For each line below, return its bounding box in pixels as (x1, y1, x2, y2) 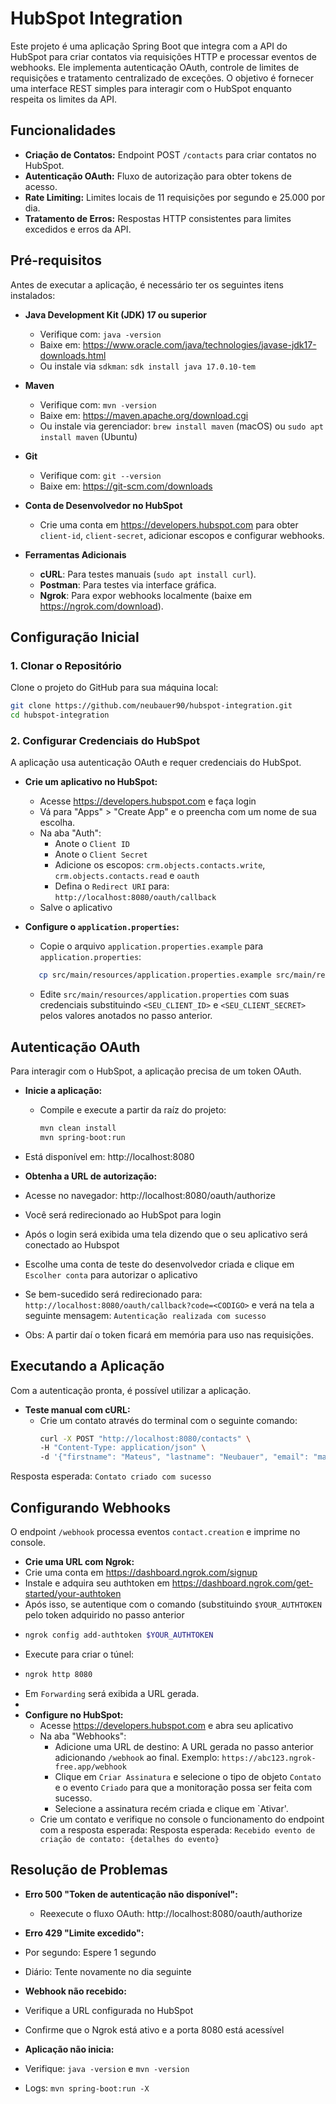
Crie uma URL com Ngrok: (24, 1555, 135, 1567)
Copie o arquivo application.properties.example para (39, 940, 264, 952)
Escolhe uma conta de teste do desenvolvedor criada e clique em (24, 1258, 295, 1270)
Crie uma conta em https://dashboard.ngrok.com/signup (24, 1566, 258, 1578)
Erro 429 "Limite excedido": (24, 1927, 145, 1939)
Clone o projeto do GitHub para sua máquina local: (10, 682, 219, 694)
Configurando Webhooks (10, 1499, 171, 1516)
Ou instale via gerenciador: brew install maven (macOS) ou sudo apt (39, 420, 324, 432)
